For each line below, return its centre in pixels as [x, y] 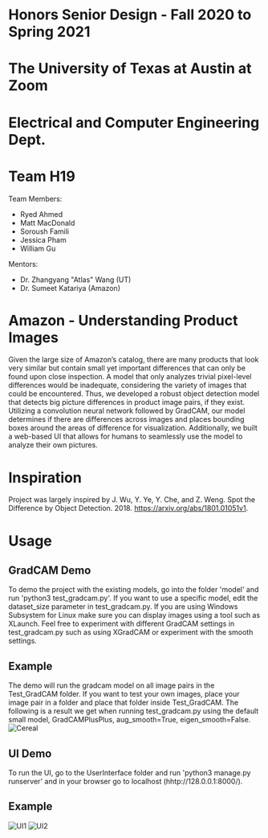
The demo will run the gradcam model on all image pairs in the [112, 685]
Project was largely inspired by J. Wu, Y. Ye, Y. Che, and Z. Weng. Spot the [132, 500]
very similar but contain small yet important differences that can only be [127, 368]
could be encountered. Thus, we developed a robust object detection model [134, 394]
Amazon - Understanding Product [123, 320]
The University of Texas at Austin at [130, 69]
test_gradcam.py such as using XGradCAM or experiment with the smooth [131, 632]
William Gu [38, 248]
